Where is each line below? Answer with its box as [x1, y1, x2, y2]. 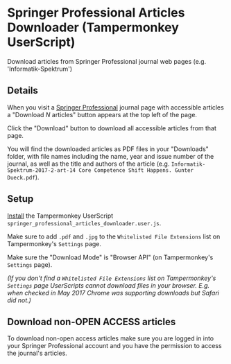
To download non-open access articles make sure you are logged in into [7, 334, 214, 343]
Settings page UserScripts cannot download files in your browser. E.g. [7, 281, 210, 289]
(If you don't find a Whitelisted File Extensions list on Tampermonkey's [7, 274, 216, 282]
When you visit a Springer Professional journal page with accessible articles [7, 103, 224, 112]
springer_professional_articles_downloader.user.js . [7, 218, 162, 227]
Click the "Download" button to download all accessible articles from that [7, 123, 217, 132]
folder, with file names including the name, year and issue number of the [7, 152, 214, 160]
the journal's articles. [7, 349, 67, 358]
